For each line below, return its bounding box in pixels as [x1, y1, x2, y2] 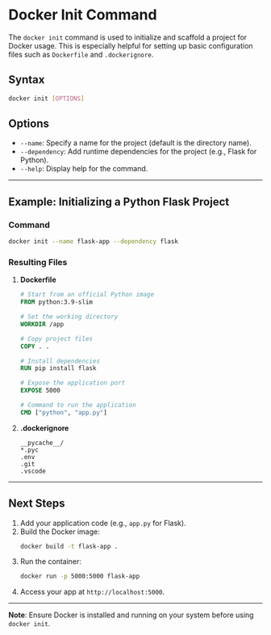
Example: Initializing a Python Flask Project [8, 195, 230, 208]
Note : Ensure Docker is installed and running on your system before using [8, 610, 254, 620]
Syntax [8, 73, 45, 86]
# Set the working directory [19, 313, 119, 321]
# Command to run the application [19, 402, 136, 410]
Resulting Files [8, 256, 68, 267]
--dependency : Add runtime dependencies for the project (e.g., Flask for [19, 147, 257, 157]
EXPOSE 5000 [19, 386, 60, 395]
